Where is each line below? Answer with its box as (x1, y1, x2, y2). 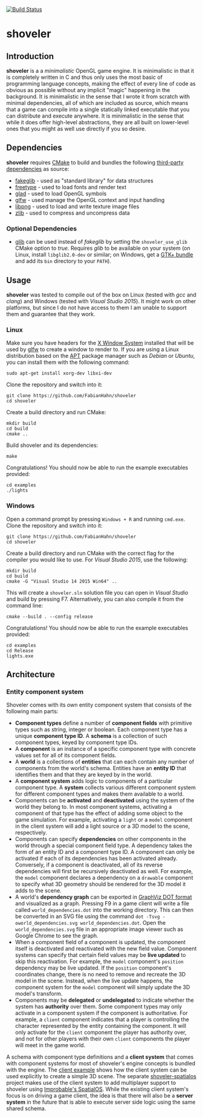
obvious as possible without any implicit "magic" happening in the (6, 87, 170, 93)
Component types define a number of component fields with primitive (14, 719, 192, 727)
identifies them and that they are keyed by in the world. (14, 771, 153, 779)
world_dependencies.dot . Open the (80, 919, 166, 927)
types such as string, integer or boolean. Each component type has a (14, 726, 187, 733)
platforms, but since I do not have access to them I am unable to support (6, 304, 187, 311)
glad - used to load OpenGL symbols (14, 190, 107, 197)
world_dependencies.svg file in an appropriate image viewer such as (14, 925, 184, 933)
